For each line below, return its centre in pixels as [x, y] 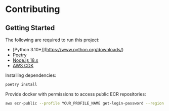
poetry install [21, 84]
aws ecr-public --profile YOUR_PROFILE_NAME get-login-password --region [85, 103]
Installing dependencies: [31, 75]
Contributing [33, 9]
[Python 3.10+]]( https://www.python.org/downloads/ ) [68, 49]
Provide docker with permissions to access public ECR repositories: [76, 94]
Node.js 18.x [25, 60]
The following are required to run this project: [52, 40]
